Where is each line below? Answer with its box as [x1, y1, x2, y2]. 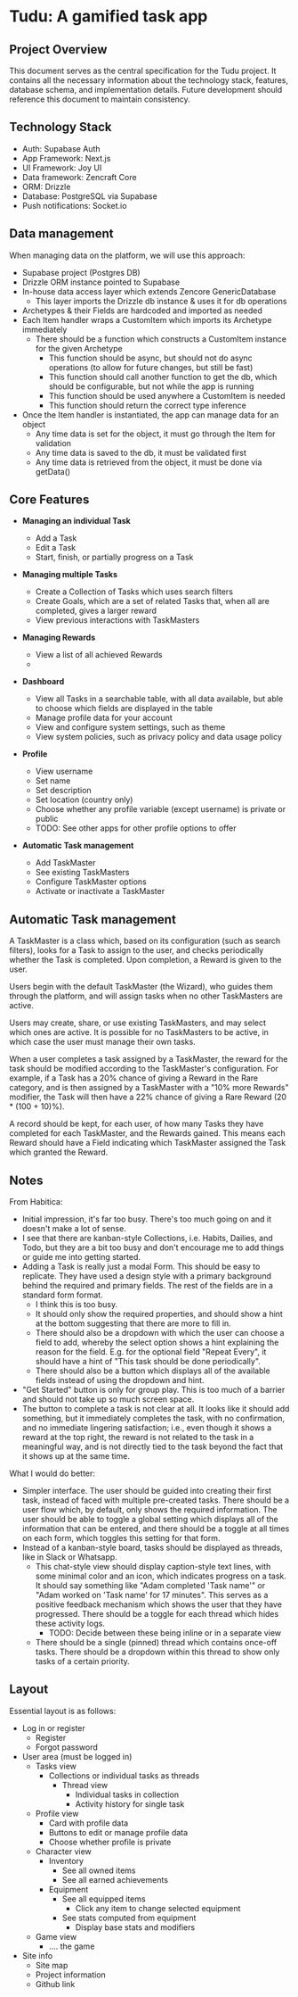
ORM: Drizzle [21, 181, 71, 192]
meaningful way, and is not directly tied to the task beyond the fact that [21, 1441, 284, 1452]
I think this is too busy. [35, 1299, 118, 1310]
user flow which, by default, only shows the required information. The [21, 1504, 278, 1515]
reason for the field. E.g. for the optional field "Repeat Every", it [35, 1347, 267, 1357]
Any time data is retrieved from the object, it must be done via [35, 457, 262, 468]
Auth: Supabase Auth [21, 143, 101, 153]
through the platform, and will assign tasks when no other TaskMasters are [9, 990, 283, 1001]
